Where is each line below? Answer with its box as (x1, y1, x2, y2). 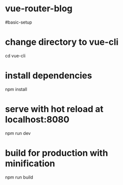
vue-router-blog (5, 3, 73, 14)
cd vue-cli (5, 53, 26, 59)
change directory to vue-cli (5, 36, 119, 48)
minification (5, 158, 55, 169)
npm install (5, 86, 27, 92)
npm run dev (5, 130, 31, 136)
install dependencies (5, 70, 92, 81)
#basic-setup (5, 19, 32, 25)
